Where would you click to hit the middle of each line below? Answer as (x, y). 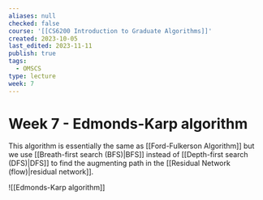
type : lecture (32, 76)
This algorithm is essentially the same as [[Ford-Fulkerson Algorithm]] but (131, 146)
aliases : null (32, 16)
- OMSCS (29, 69)
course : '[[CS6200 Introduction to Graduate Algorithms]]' (110, 31)
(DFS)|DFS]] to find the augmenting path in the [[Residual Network (120, 164)
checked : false (34, 23)
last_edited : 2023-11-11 (50, 46)
